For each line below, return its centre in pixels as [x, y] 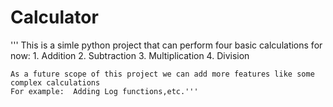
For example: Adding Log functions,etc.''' [104, 91]
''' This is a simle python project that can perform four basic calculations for [166, 45]
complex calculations [55, 82]
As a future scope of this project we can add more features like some [162, 74]
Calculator [54, 17]
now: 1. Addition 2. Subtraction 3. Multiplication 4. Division [130, 55]
